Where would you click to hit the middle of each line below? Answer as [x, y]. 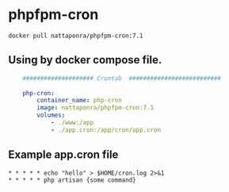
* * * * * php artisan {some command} [72, 180]
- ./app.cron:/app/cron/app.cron [105, 130]
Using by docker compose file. [85, 60]
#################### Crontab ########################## [122, 78]
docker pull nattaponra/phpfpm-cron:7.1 [76, 36]
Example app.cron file [63, 155]
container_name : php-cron [80, 101]
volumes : [51, 115]
